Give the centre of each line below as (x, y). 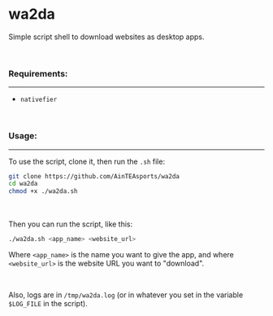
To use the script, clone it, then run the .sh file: (87, 161)
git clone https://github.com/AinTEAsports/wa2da (94, 176)
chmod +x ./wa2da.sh (43, 191)
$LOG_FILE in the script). (48, 304)
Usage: (23, 136)
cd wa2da (23, 184)
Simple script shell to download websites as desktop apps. (106, 37)
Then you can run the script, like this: (71, 224)
